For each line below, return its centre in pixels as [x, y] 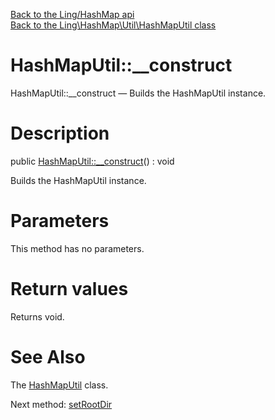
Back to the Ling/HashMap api [72, 14]
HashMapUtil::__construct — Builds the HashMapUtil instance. [138, 93]
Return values [69, 289]
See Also [48, 356]
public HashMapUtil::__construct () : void [92, 161]
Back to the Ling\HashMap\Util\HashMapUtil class [113, 25]
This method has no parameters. [77, 248]
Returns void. [37, 316]
